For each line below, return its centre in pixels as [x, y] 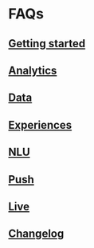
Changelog [36, 234]
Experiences [40, 125]
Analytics [33, 70]
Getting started [47, 44]
